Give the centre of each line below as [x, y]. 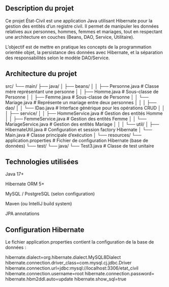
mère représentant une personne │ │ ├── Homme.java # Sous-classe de [82, 91]
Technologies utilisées [42, 162]
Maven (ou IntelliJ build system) [39, 204]
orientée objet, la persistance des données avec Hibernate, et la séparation [84, 52]
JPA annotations [22, 213]
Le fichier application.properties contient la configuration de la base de [80, 242]
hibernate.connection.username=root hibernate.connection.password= [80, 274]
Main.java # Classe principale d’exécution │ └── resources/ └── [73, 135]
